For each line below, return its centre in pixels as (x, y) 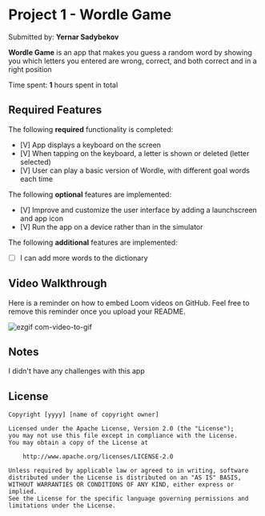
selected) (36, 162)
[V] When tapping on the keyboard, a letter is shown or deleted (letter (135, 153)
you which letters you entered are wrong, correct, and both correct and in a (133, 61)
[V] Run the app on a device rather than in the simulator (111, 226)
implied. (23, 492)
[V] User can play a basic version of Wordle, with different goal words (135, 170)
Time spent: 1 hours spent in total (63, 85)
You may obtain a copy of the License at (78, 443)
